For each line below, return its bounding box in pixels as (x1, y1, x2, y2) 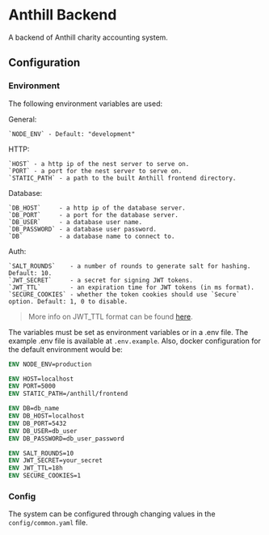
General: (8, 114, 37, 124)
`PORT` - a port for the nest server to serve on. (8, 167, 183, 175)
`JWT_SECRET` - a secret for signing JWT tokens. (8, 276, 194, 284)
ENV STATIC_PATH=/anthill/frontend (8, 390, 128, 398)
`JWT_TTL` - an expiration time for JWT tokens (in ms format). (8, 283, 254, 291)
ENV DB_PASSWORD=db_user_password (8, 435, 125, 443)
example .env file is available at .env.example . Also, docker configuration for (8, 336, 261, 346)
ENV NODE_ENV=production (8, 360, 92, 368)
